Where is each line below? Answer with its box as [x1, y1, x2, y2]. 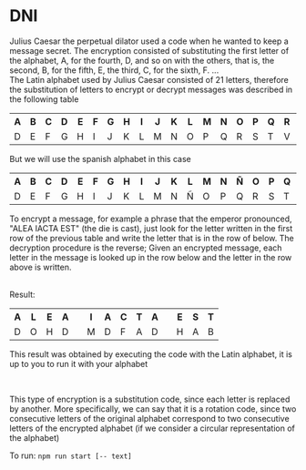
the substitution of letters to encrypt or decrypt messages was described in [9, 84, 293, 95]
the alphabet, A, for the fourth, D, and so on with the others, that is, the [9, 55, 275, 66]
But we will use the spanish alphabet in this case [9, 153, 191, 164]
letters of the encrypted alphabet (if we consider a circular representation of [9, 423, 296, 434]
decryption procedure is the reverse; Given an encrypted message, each [9, 242, 282, 253]
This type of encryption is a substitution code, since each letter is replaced [9, 393, 291, 404]
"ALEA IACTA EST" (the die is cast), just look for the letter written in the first [9, 222, 293, 233]
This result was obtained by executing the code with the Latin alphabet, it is [9, 348, 293, 360]
